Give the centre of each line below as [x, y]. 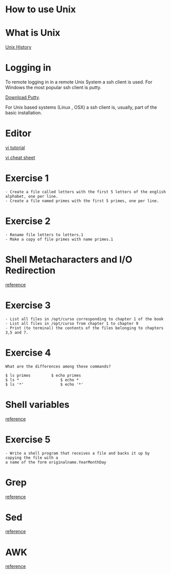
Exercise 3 [28, 305]
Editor [18, 134]
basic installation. [24, 113]
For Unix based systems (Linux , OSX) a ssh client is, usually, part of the [81, 107]
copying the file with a [32, 458]
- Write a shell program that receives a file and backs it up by [78, 453]
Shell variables [37, 405]
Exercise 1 [27, 178]
